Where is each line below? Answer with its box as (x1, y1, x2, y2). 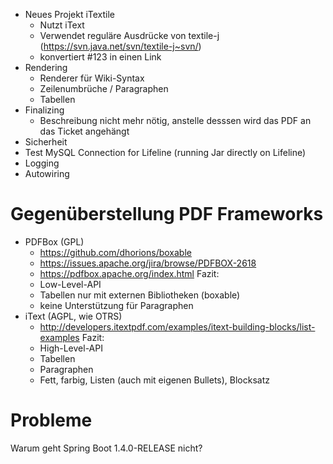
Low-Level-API (39, 278, 102, 290)
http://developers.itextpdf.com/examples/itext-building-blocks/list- (39, 320, 316, 333)
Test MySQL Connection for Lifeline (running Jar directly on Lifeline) (24, 147, 307, 158)
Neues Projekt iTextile (24, 9, 116, 20)
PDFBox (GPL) (24, 235, 85, 248)
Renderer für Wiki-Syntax (39, 72, 145, 84)
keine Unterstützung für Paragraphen (39, 299, 194, 311)
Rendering (24, 62, 68, 73)
